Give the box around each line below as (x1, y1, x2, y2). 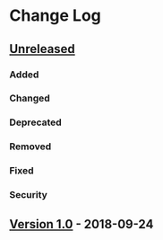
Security (9, 189, 47, 201)
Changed (9, 92, 51, 104)
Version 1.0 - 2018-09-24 (9, 217, 154, 232)
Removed (9, 140, 52, 153)
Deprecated (9, 116, 63, 129)
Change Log (9, 5, 101, 26)
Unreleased (9, 41, 76, 57)
